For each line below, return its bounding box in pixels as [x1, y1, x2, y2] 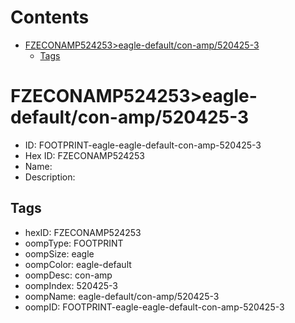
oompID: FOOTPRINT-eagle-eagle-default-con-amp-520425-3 [24, 301, 285, 313]
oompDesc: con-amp [24, 269, 113, 281]
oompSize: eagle [24, 247, 95, 260]
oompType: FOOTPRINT [24, 237, 124, 249]
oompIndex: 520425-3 [24, 279, 118, 291]
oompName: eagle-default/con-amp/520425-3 [24, 290, 220, 302]
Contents [10, 6, 90, 29]
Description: [24, 171, 76, 183]
